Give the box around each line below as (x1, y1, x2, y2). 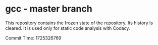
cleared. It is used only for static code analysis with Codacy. (5, 25, 130, 31)
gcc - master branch (5, 3, 92, 15)
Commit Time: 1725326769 (5, 35, 62, 41)
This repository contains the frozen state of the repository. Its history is (5, 20, 153, 26)
